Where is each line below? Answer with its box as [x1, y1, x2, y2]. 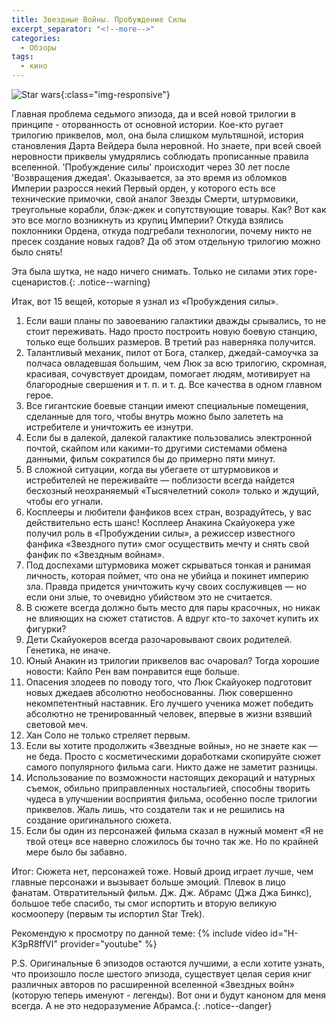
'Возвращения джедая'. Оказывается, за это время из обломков [11, 172, 288, 183]
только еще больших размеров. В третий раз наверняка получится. [25, 336, 317, 348]
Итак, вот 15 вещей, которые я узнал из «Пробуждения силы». [11, 296, 279, 307]
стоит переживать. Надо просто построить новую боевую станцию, [25, 326, 318, 337]
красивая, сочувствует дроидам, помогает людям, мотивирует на [25, 368, 311, 380]
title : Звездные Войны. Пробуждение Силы [11, 14, 187, 25]
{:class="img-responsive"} [60, 89, 171, 100]
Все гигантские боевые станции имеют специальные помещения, [25, 400, 309, 411]
